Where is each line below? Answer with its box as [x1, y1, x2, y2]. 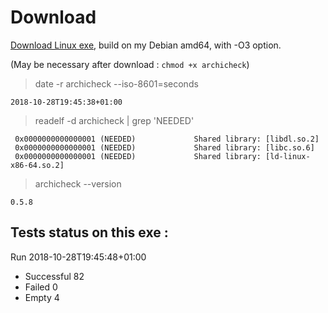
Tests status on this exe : [10, 224, 169, 241]
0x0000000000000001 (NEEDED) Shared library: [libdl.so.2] [14, 134, 320, 144]
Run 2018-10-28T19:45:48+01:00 [10, 251, 147, 263]
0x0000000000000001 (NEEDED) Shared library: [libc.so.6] [14, 142, 315, 153]
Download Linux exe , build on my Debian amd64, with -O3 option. [10, 39, 282, 51]
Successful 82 [24, 270, 85, 282]
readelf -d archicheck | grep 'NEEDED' [34, 114, 195, 126]
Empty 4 [24, 291, 60, 303]
